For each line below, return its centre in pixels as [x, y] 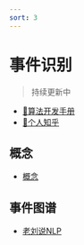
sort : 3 [24, 18]
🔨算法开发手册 [48, 111]
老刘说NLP [42, 231]
